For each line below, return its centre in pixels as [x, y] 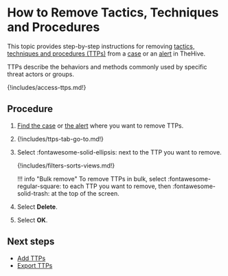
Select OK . [32, 220]
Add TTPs [31, 258]
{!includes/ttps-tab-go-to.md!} [60, 139]
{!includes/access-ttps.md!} [47, 87]
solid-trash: [33, 193]
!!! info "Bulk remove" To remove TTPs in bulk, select [92, 179]
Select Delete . [37, 207]
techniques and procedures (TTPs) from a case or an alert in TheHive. [106, 54]
